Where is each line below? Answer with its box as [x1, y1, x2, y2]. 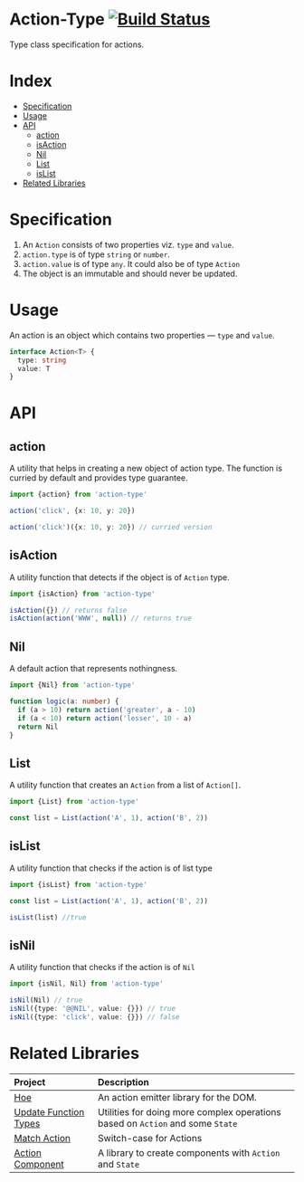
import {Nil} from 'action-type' [9, 681, 136, 690]
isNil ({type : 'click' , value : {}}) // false [9, 1012, 180, 1022]
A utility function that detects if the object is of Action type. [9, 571, 231, 583]
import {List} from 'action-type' [9, 797, 140, 806]
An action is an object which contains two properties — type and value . [9, 329, 275, 340]
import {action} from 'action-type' [9, 490, 147, 500]
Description [98, 1075, 149, 1088]
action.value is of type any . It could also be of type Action [22, 258, 241, 269]
